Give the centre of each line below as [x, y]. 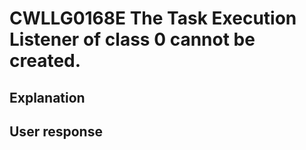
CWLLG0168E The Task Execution [153, 18]
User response [56, 131]
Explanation [47, 97]
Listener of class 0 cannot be [132, 39]
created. [45, 61]
